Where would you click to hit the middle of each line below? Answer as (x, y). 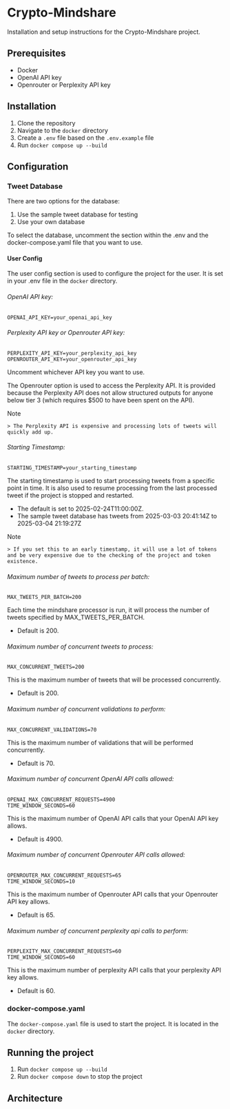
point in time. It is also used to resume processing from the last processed (112, 488)
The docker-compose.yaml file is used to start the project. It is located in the (113, 1024)
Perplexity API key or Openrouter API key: (66, 333)
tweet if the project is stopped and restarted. (71, 496)
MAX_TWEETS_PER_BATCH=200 (44, 598)
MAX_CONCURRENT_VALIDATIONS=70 (52, 730)
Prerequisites (36, 53)
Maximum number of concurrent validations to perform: (86, 709)
